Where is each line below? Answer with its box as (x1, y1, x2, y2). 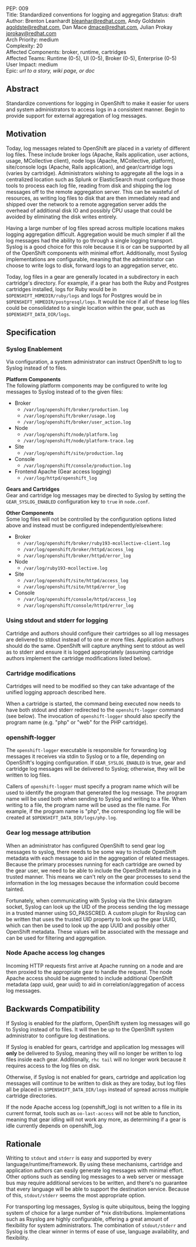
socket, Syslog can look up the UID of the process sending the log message (6, 903, 189, 910)
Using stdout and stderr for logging (6, 616, 108, 624)
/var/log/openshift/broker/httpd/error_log (23, 553, 132, 559)
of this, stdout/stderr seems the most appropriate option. (6, 1192, 146, 1199)
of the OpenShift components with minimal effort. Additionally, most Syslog (6, 249, 187, 257)
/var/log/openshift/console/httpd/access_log (23, 597, 136, 603)
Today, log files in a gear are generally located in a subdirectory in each (6, 273, 178, 280)
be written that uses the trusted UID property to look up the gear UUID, (6, 915, 177, 923)
